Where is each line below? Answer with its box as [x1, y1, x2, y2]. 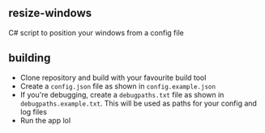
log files [19, 106, 47, 116]
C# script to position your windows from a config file [8, 27, 184, 37]
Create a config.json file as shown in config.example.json [19, 81, 216, 91]
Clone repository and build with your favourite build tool [19, 73, 207, 82]
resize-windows [8, 6, 92, 20]
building [8, 52, 51, 65]
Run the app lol [19, 115, 71, 125]
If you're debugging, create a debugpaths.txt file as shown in [19, 89, 224, 99]
